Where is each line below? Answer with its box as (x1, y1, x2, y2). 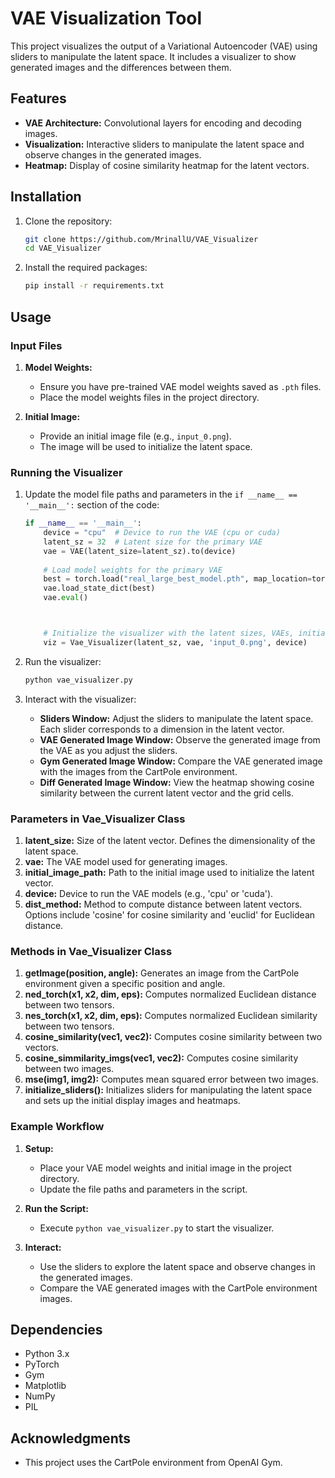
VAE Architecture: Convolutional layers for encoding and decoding (24, 117, 302, 129)
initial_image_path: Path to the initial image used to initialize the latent (24, 866, 315, 878)
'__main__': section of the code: (24, 499, 160, 511)
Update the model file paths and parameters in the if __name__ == (24, 488, 298, 501)
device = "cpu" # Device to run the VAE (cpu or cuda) (43, 528, 281, 538)
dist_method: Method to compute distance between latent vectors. (24, 898, 303, 910)
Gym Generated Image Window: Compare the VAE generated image (39, 755, 323, 767)
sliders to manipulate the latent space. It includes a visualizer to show (10, 50, 297, 62)
